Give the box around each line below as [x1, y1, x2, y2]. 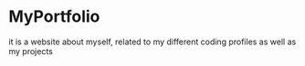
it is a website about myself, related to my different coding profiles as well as [8, 36, 297, 47]
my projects [8, 45, 54, 56]
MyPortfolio [8, 6, 100, 27]
